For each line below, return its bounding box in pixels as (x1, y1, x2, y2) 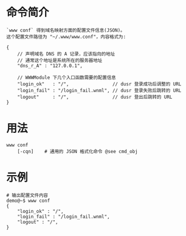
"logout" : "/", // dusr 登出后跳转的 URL (17, 94, 173, 100)
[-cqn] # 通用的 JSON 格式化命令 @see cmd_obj (17, 148, 138, 154)
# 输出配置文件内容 (6, 192, 49, 198)
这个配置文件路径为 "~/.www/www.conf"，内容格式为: (6, 34, 126, 40)
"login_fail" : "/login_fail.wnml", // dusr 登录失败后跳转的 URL (17, 87, 182, 93)
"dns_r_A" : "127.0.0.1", (17, 62, 83, 69)
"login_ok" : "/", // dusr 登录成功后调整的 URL (17, 80, 182, 87)
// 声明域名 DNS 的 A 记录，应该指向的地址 (17, 51, 115, 57)
